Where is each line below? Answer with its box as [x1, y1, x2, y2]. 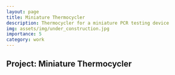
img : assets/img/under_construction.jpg [6, 25, 110, 32]
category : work [6, 37, 45, 43]
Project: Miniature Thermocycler [6, 59, 132, 69]
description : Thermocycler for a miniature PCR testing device [6, 20, 170, 26]
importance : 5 [6, 31, 42, 37]
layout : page [6, 8, 39, 15]
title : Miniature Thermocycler [6, 14, 85, 20]
